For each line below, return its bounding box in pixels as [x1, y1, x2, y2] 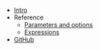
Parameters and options [24, 21, 93, 28]
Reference [13, 13, 44, 22]
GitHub [13, 35, 35, 44]
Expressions [24, 28, 60, 36]
